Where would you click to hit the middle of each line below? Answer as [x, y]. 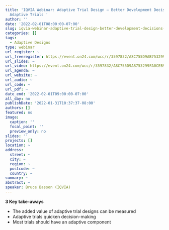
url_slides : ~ [20, 61]
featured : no [19, 113]
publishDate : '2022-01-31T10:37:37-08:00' [50, 103]
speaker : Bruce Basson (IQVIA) [38, 187]
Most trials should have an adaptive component [62, 222]
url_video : [17, 66]
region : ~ [20, 164]
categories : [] [21, 33]
